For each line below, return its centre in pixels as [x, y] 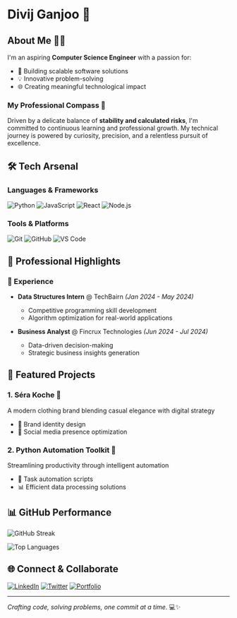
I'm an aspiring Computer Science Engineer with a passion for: [99, 57]
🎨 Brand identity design [51, 424]
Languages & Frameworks [53, 190]
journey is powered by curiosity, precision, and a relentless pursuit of [108, 136]
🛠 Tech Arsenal [43, 166]
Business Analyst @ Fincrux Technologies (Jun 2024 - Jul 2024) [113, 331]
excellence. [24, 143]
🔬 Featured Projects [51, 375]
